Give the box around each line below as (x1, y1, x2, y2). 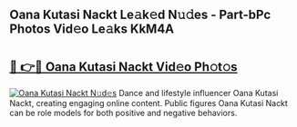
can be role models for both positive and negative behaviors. (9, 108, 238, 118)
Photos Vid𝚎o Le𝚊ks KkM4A (9, 22, 175, 37)
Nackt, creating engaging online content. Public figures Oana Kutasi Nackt (9, 98, 289, 108)
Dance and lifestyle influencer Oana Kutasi (118, 88, 279, 98)
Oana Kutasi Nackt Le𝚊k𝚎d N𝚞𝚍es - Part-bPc (9, 7, 271, 23)
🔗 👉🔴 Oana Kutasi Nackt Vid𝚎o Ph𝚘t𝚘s (9, 59, 239, 74)
